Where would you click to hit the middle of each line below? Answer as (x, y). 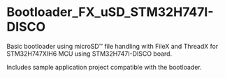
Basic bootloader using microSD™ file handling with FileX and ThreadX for (112, 46)
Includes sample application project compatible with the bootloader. (104, 67)
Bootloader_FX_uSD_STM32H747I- (110, 12)
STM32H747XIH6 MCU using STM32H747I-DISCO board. (89, 54)
